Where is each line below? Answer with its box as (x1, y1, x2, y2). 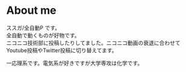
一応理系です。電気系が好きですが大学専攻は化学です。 (6, 59, 143, 67)
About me (6, 4, 57, 17)
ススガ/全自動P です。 (6, 24, 60, 31)
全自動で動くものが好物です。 (6, 31, 80, 39)
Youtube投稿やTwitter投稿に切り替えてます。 (6, 46, 118, 54)
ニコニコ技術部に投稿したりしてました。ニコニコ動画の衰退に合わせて (6, 39, 181, 46)
